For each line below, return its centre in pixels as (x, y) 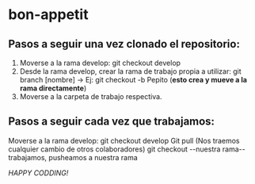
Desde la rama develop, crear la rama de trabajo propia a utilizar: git (130, 71)
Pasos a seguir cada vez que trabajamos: (112, 122)
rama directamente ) (53, 88)
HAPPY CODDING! (38, 173)
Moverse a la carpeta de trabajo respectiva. (91, 96)
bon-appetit (48, 15)
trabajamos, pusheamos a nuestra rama (73, 157)
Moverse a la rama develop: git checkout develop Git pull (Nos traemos (124, 140)
